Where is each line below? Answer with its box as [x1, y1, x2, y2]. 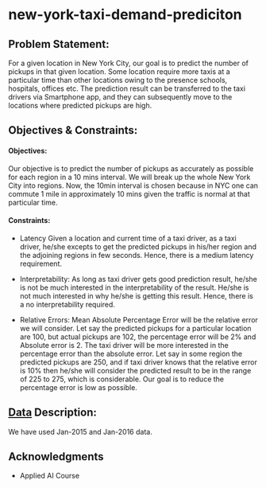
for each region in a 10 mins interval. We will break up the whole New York [8, 172, 251, 182]
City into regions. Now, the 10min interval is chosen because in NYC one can [8, 181, 259, 190]
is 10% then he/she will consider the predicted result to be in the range [19, 365, 252, 375]
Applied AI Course [19, 471, 80, 481]
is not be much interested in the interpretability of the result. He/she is [19, 283, 249, 292]
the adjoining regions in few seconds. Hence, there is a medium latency [19, 250, 254, 260]
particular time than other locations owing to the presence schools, [8, 76, 228, 84]
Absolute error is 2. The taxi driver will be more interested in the [19, 340, 229, 349]
